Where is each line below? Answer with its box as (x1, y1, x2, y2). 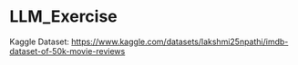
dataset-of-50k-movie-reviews (9, 45, 126, 56)
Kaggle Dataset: (9, 36, 70, 47)
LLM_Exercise (9, 6, 118, 27)
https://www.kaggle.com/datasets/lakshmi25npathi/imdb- (71, 36, 289, 47)
